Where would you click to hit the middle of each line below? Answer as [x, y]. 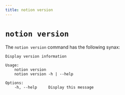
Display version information [36, 56]
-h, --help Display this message [54, 87]
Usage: [12, 65]
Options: [14, 83]
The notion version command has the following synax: [63, 47]
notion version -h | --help [44, 74]
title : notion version [29, 10]
